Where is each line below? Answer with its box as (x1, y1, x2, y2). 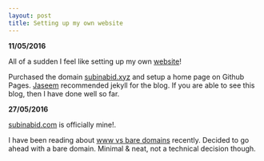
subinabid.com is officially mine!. (8, 120, 117, 129)
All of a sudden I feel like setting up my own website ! (8, 57, 182, 66)
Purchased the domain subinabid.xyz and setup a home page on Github (8, 72, 245, 81)
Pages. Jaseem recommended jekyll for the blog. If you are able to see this (8, 80, 255, 90)
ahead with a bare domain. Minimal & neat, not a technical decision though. (8, 143, 256, 153)
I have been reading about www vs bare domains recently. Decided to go (8, 135, 250, 144)
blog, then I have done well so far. (8, 88, 120, 98)
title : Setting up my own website (8, 19, 124, 27)
